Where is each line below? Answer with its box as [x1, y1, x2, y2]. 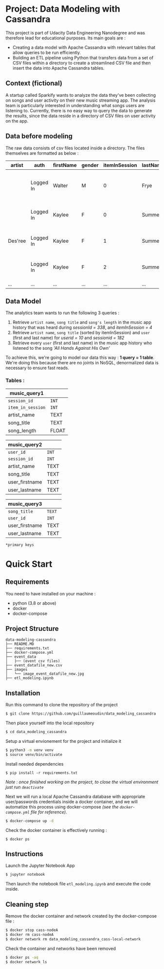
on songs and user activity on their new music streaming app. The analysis [5, 97, 156, 103]
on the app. [5, 118, 29, 124]
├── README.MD [5, 642, 35, 646]
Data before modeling [5, 132, 73, 141]
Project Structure [5, 625, 59, 633]
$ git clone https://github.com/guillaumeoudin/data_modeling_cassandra [5, 711, 156, 716]
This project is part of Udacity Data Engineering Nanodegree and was [5, 30, 146, 36]
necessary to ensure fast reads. [5, 365, 70, 371]
